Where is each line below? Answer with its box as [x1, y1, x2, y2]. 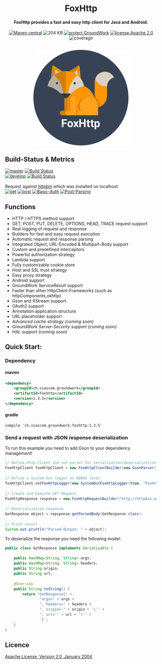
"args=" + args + [39, 597, 75, 601]
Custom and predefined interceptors [12, 247, 84, 253]
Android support [12, 277, 45, 284]
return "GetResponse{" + [22, 592, 72, 597]
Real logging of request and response [12, 226, 87, 232]
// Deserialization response [5, 506, 64, 511]
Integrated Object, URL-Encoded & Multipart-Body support [12, 241, 129, 247]
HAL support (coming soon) [12, 329, 67, 335]
